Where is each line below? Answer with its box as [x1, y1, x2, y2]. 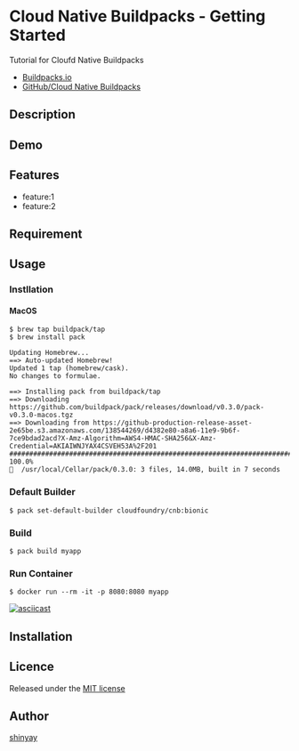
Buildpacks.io [21, 71, 73, 82]
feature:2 [21, 200, 56, 211]
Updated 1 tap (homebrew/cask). [9, 364, 129, 373]
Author [9, 708, 49, 723]
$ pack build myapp [9, 547, 82, 556]
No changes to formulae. [9, 372, 101, 381]
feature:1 [21, 191, 55, 202]
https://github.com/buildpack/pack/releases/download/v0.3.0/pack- [9, 403, 265, 412]
